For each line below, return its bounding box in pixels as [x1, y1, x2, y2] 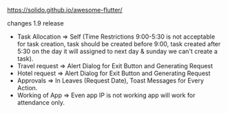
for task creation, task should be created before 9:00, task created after [17, 40, 221, 48]
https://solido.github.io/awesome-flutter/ [7, 6, 123, 14]
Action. [17, 84, 38, 92]
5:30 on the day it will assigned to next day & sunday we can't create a [17, 48, 218, 55]
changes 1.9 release [7, 19, 64, 27]
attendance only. [17, 99, 65, 106]
